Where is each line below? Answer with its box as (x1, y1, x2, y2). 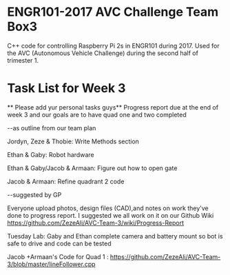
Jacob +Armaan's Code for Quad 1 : (7, 252, 109, 261)
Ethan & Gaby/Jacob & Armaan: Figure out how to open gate (7, 163, 178, 172)
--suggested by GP (7, 190, 62, 198)
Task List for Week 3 (7, 81, 126, 96)
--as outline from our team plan (7, 123, 96, 132)
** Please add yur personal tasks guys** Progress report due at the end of (7, 103, 219, 111)
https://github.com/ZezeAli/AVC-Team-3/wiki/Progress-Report (7, 218, 185, 227)
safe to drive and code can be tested (7, 239, 112, 247)
